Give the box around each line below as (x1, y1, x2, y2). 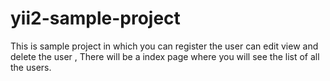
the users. (10, 61, 52, 73)
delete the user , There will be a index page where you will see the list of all (10, 50, 320, 62)
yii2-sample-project (10, 7, 181, 30)
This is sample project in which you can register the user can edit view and (10, 40, 319, 52)
